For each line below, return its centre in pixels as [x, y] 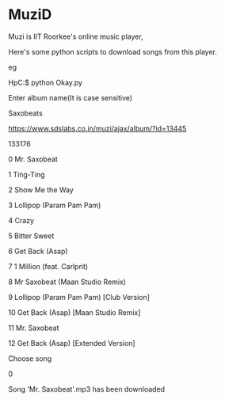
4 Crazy [21, 220]
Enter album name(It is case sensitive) [71, 97]
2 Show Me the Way [41, 190]
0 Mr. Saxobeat [33, 159]
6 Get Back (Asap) [38, 251]
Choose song [30, 358]
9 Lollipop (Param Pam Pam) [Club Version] [79, 297]
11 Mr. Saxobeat [34, 328]
